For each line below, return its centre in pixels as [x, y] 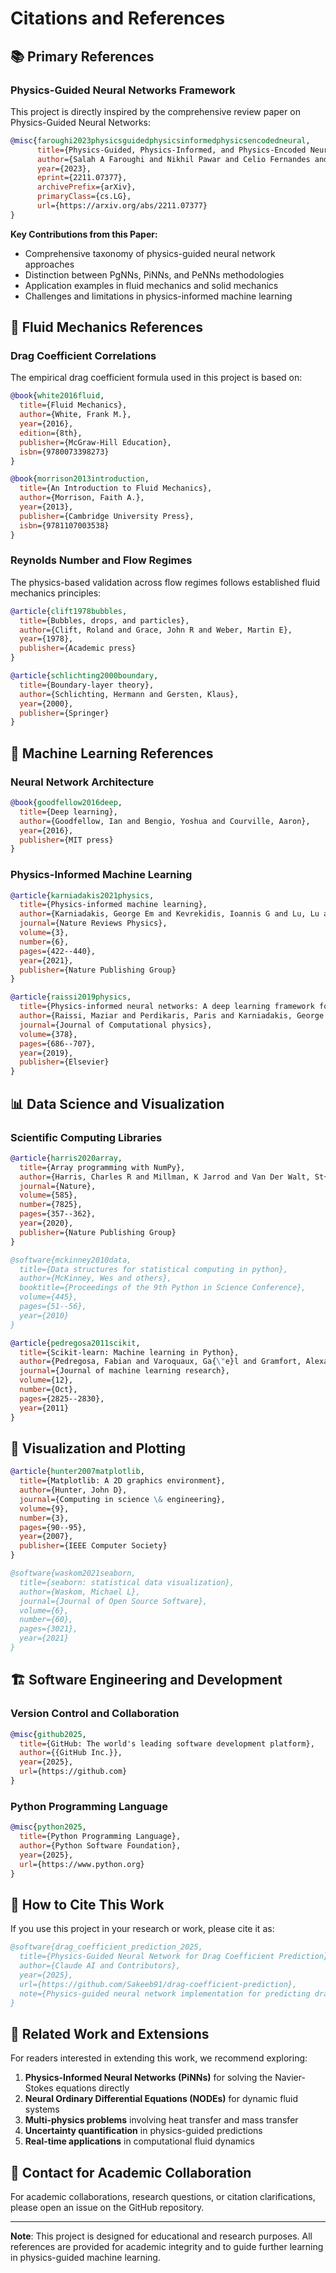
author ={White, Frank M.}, [75, 415]
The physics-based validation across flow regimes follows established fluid [165, 582]
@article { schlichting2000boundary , [84, 676]
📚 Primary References [82, 56]
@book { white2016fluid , [57, 396]
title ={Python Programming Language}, [100, 1837]
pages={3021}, [48, 1629]
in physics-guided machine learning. [85, 2258]
